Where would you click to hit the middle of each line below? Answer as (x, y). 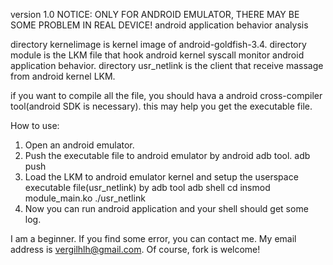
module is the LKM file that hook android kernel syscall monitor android (157, 55)
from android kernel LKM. (63, 76)
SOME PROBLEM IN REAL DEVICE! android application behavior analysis (159, 25)
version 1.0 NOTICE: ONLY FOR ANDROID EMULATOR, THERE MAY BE (155, 14)
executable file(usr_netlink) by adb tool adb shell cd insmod (147, 187)
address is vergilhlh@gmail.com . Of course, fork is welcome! (135, 249)
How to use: (35, 125)
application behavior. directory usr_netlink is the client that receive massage (167, 65)
